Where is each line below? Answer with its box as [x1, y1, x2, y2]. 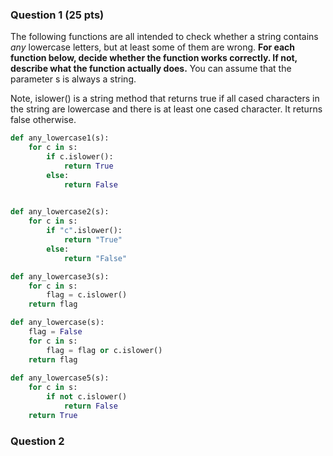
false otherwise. [10, 114, 77, 126]
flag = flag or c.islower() [46, 345, 163, 355]
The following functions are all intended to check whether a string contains [10, 31, 319, 43]
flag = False [28, 327, 83, 337]
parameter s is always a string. [10, 73, 137, 85]
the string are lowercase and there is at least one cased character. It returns [10, 103, 323, 115]
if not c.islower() [46, 392, 128, 402]
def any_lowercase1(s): [10, 133, 110, 143]
